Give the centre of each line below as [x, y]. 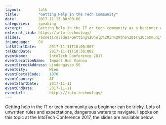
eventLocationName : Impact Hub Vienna [46, 61]
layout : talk [26, 10]
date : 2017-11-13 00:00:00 [43, 19]
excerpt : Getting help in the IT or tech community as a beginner [82, 28]
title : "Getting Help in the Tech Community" [62, 14]
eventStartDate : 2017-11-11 [38, 83]
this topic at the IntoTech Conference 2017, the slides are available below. [80, 118]
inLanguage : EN [24, 42]
